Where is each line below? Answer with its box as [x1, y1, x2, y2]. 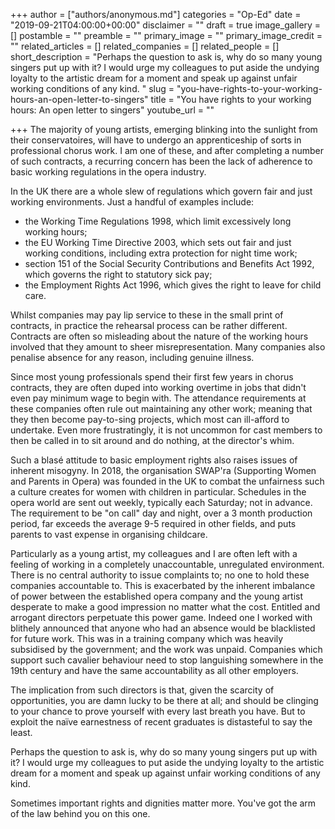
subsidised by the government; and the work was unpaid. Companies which [10, 644, 323, 655]
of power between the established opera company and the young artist [10, 590, 304, 602]
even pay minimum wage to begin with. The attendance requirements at [10, 392, 307, 404]
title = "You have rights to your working [150, 94, 312, 105]
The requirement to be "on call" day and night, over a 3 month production [10, 507, 313, 519]
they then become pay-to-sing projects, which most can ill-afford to [10, 414, 290, 425]
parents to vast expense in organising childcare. [10, 529, 208, 540]
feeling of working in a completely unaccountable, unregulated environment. [10, 559, 325, 570]
